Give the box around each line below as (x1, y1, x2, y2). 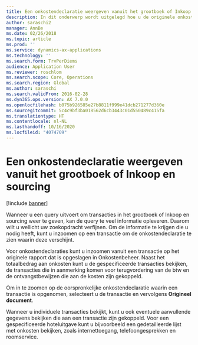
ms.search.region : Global (6, 80, 70, 86)
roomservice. (6, 333, 38, 340)
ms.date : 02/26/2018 (6, 31, 57, 37)
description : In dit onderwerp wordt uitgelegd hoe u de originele (6, 14, 176, 20)
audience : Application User (6, 63, 75, 70)
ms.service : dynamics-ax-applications (6, 47, 101, 53)
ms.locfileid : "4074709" (6, 129, 67, 136)
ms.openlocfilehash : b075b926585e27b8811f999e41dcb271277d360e (6, 102, 165, 108)
